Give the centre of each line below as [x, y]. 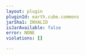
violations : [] [24, 38]
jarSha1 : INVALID [27, 22]
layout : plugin [24, 11]
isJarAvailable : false [33, 27]
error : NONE [20, 33]
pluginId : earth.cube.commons [43, 17]
